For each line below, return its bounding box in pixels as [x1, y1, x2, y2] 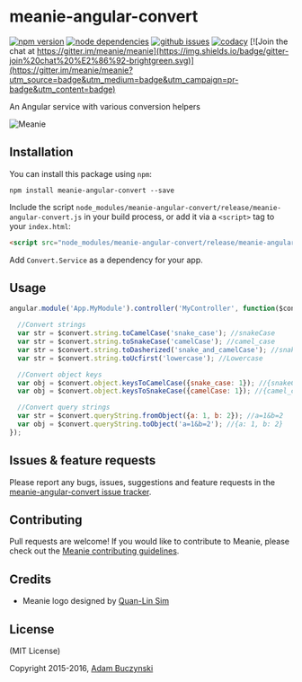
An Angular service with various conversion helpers [9, 101, 200, 111]
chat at [9, 45, 36, 56]
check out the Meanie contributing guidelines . [9, 545, 180, 556]
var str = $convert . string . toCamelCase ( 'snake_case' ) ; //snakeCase [17, 329, 276, 338]
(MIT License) [9, 645, 61, 657]
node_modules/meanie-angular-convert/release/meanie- [75, 203, 281, 212]
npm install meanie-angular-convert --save [9, 186, 175, 195]
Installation [9, 145, 74, 160]
